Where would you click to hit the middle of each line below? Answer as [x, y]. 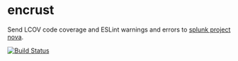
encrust [31, 10]
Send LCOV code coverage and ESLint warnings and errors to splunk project [119, 29]
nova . [16, 36]
